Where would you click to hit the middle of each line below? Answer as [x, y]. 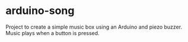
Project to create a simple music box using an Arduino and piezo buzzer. [94, 27]
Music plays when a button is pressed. [52, 33]
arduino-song [40, 11]
